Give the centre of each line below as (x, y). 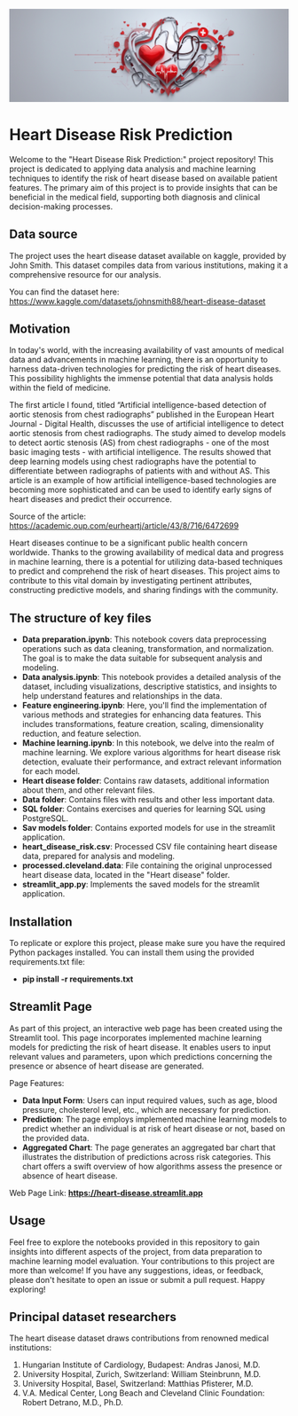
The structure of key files (81, 618)
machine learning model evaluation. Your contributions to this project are (142, 1261)
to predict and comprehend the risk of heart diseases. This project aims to (145, 571)
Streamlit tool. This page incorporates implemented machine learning (136, 1037)
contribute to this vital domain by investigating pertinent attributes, (131, 581)
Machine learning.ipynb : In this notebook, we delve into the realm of (148, 743)
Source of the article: (48, 516)
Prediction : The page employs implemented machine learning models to (154, 1119)
